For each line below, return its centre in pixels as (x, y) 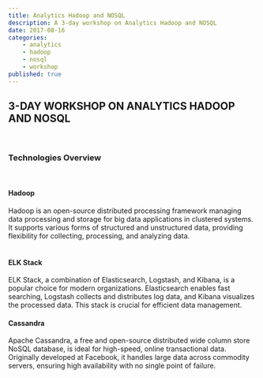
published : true (35, 74)
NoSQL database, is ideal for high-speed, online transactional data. (117, 349)
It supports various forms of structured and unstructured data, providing (126, 227)
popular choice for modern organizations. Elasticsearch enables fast (119, 288)
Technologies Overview (54, 158)
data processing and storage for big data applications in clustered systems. (131, 219)
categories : (28, 37)
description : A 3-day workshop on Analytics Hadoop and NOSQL (113, 23)
